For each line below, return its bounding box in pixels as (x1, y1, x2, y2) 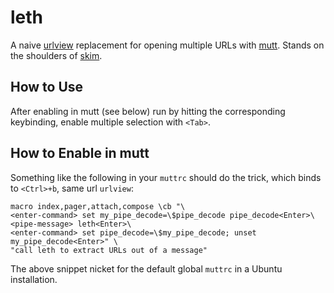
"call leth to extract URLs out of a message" (10, 245, 208, 255)
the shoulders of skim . (10, 49, 103, 61)
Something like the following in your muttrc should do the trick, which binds (10, 171, 322, 183)
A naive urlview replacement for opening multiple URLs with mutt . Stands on (10, 39, 325, 51)
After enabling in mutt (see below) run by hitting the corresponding (10, 105, 286, 117)
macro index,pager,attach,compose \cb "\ (10, 201, 186, 211)
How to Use (10, 79, 84, 96)
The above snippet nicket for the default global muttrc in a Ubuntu (10, 262, 283, 275)
